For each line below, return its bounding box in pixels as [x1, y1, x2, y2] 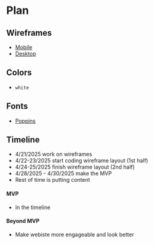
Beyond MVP [6, 217, 40, 225]
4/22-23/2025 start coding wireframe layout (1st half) [14, 157, 149, 164]
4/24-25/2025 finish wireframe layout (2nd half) [14, 164, 135, 171]
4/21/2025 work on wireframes [14, 150, 92, 158]
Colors [6, 68, 32, 78]
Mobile [14, 43, 33, 51]
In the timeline [14, 204, 51, 211]
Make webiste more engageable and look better [14, 231, 135, 238]
